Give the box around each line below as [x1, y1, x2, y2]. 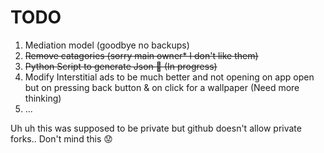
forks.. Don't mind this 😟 [10, 132, 113, 145]
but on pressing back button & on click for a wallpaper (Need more [24, 81, 300, 93]
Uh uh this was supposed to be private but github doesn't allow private [10, 122, 302, 134]
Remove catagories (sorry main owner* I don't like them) [24, 49, 259, 61]
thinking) [24, 92, 62, 104]
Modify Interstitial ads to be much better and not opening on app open [24, 71, 315, 83]
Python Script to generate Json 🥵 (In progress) [24, 60, 218, 72]
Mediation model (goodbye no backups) [24, 39, 190, 51]
